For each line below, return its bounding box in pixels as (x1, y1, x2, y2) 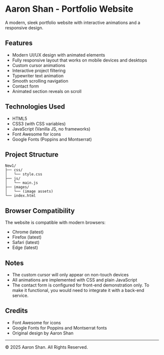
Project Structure (5, 150, 59, 158)
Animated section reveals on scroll (12, 88, 82, 94)
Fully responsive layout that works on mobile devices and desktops (12, 57, 147, 63)
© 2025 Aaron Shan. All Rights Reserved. (5, 344, 88, 350)
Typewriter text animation (12, 72, 64, 79)
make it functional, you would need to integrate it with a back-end (12, 288, 144, 293)
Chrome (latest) (12, 229, 44, 235)
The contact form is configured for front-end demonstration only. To (12, 282, 150, 288)
